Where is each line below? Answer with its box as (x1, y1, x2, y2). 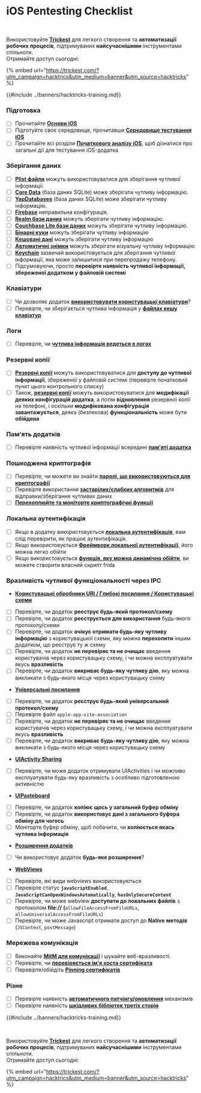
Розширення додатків (14, 842, 73, 849)
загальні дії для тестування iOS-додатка (14, 146, 119, 154)
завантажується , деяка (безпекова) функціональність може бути (14, 408, 187, 416)
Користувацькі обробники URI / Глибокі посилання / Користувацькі (14, 590, 194, 597)
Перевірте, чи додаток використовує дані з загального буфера (14, 810, 180, 817)
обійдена (14, 415, 40, 422)
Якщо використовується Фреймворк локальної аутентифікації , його (14, 541, 193, 548)
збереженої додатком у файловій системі (14, 269, 126, 276)
